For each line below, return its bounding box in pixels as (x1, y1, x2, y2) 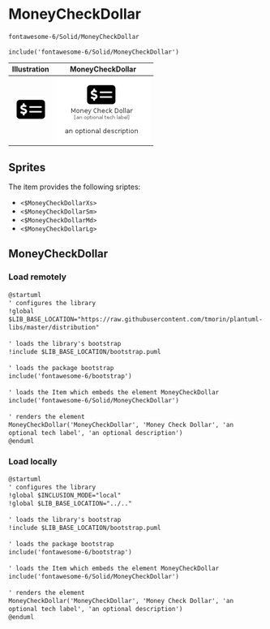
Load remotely (8, 271, 67, 282)
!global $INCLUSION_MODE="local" (8, 491, 122, 499)
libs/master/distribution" (8, 323, 100, 331)
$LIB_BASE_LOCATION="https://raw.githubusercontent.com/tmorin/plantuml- (8, 315, 264, 323)
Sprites (8, 160, 46, 174)
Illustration (11, 64, 50, 74)
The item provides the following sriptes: (8, 182, 141, 192)
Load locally (8, 455, 58, 467)
